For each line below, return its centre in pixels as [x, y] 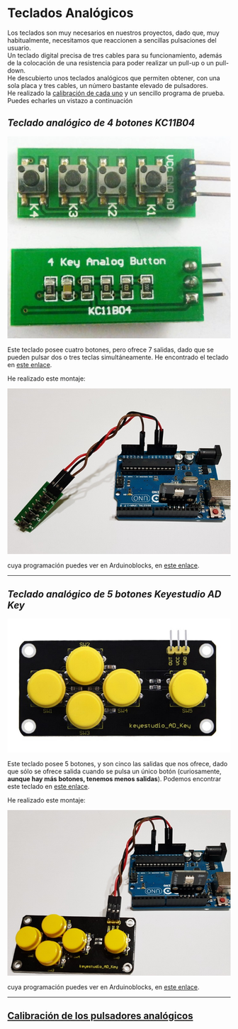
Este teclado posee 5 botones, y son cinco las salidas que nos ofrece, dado [118, 763]
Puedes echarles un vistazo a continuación [70, 100]
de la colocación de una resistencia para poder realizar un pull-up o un [111, 62]
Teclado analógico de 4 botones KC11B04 [101, 123]
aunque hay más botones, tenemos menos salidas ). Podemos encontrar [114, 778]
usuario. [19, 48]
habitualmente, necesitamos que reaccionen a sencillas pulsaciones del [112, 40]
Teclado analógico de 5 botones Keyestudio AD [114, 594]
